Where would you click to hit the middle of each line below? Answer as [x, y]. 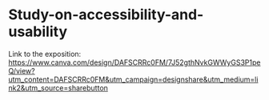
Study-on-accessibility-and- [106, 15]
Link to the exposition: [45, 54]
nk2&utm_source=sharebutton [58, 88]
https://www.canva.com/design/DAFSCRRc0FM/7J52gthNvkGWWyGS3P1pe [134, 62]
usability [38, 32]
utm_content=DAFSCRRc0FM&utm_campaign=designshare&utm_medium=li [133, 79]
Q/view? [22, 70]
